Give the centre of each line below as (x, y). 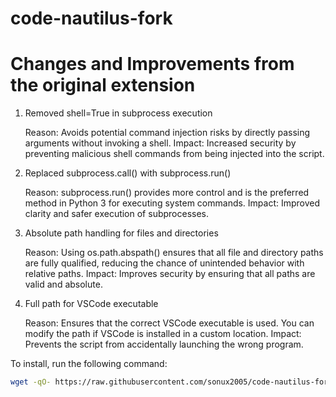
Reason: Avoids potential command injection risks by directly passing (167, 133)
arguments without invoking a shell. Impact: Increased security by (160, 143)
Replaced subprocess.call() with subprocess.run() (128, 173)
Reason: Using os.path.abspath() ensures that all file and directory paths (174, 253)
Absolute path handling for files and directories (121, 233)
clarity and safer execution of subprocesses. (117, 214)
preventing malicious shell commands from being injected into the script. (174, 154)
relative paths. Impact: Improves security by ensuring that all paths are (170, 274)
